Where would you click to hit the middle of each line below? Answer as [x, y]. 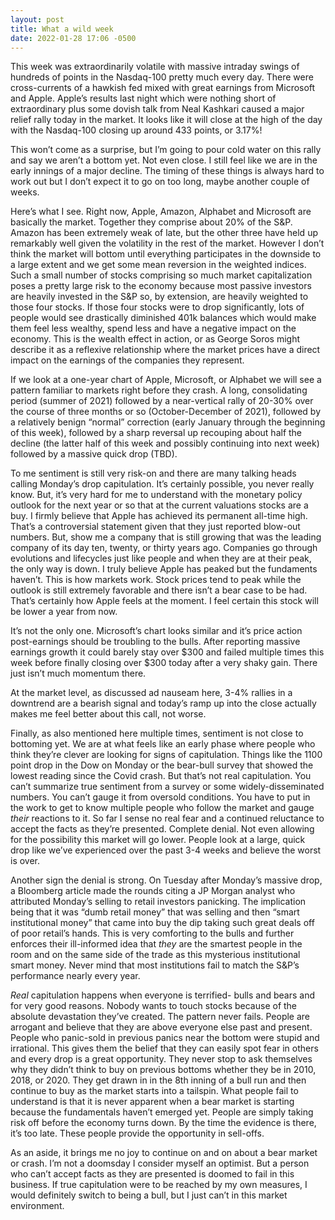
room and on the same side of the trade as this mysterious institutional [155, 955]
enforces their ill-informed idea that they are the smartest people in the [156, 944]
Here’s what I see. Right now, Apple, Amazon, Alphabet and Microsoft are [161, 212]
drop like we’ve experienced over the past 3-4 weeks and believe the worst [166, 850]
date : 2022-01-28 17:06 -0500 [73, 38]
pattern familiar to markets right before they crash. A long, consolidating [159, 390]
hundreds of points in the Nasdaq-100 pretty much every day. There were [162, 77]
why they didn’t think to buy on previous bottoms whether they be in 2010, [163, 1070]
